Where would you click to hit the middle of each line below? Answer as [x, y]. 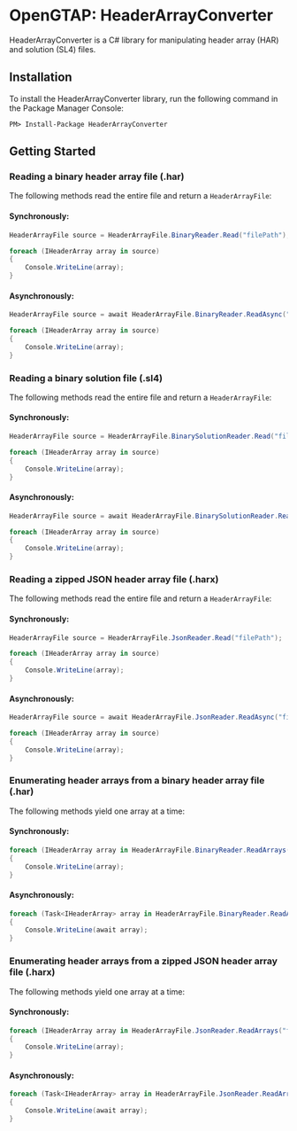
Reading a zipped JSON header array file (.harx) [114, 579]
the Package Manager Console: [66, 108]
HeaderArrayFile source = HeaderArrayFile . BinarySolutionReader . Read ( [142, 437]
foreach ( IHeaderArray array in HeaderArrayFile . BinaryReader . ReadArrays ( [150, 850]
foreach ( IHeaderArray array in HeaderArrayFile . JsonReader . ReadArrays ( [146, 1030]
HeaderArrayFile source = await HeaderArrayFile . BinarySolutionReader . [144, 516]
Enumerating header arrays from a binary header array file [137, 781]
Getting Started [53, 152]
